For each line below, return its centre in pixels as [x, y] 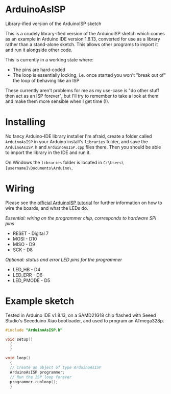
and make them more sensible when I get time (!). [57, 101]
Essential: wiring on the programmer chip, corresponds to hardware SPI [81, 218]
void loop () [18, 358]
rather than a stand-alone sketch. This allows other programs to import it [82, 44]
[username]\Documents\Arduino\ [39, 168]
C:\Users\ [113, 163]
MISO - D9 [24, 244]
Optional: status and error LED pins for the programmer [64, 259]
